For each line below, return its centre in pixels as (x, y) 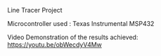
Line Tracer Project (35, 10)
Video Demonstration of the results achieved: (73, 37)
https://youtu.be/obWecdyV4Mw (54, 44)
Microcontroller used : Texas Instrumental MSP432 (81, 23)
